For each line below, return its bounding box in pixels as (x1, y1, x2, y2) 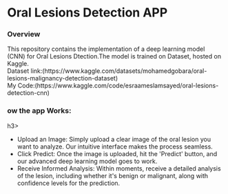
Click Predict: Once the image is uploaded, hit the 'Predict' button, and (17, 149, 218, 158)
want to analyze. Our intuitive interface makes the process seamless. (17, 142, 214, 151)
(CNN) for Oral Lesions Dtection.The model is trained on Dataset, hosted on (7, 52, 222, 61)
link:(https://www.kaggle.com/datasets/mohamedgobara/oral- (30, 67, 207, 75)
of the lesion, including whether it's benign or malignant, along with (17, 171, 209, 180)
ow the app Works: (7, 106, 72, 116)
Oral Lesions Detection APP (7, 5, 168, 21)
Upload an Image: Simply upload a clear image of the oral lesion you (17, 135, 211, 143)
